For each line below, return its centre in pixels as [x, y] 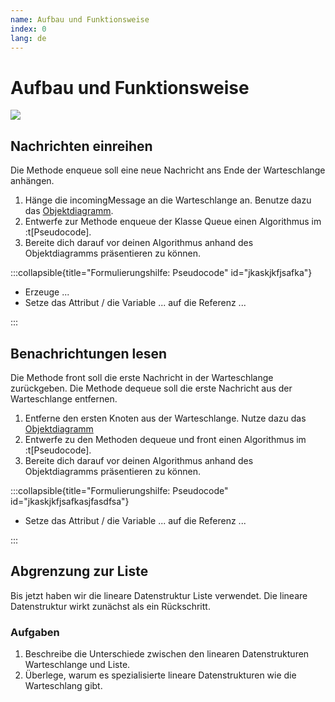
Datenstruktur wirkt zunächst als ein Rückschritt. [110, 606]
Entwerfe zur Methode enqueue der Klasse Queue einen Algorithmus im [173, 222]
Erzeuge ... [47, 292]
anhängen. [32, 181]
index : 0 [28, 29]
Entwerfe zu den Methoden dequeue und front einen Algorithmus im [165, 439]
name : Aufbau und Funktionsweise [80, 19]
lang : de [28, 38]
